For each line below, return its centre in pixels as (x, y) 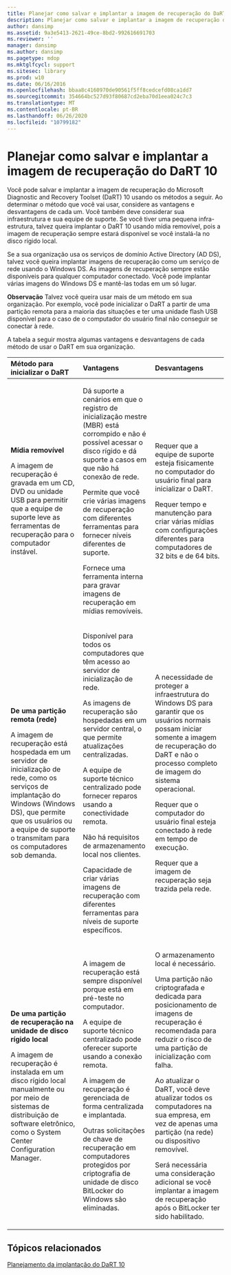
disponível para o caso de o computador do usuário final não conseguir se (112, 319)
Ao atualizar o (177, 1081)
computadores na (183, 1106)
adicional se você (183, 1182)
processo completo (186, 763)
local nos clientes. (112, 855)
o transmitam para (40, 838)
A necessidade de (184, 677)
